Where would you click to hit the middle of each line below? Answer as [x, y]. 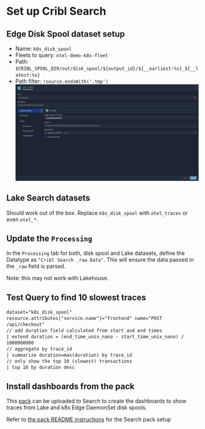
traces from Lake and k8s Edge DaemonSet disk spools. [77, 408]
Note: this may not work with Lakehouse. [58, 278]
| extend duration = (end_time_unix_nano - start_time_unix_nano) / [95, 337]
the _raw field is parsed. [36, 266]
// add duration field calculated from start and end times [85, 331]
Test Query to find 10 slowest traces [76, 298]
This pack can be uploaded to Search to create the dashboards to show [96, 401]
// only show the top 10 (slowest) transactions [69, 362]
